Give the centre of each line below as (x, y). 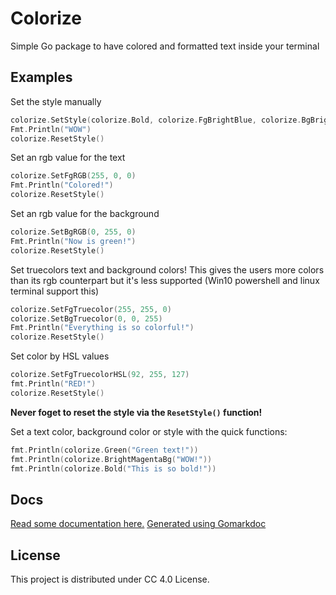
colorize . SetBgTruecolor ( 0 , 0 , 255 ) (86, 318)
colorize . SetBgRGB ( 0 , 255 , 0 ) (73, 232)
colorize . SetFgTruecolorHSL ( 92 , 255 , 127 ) (100, 375)
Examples (41, 77)
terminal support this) (55, 291)
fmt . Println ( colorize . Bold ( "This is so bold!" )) (113, 468)
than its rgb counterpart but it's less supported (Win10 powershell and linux (165, 280)
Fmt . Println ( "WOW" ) (51, 129)
